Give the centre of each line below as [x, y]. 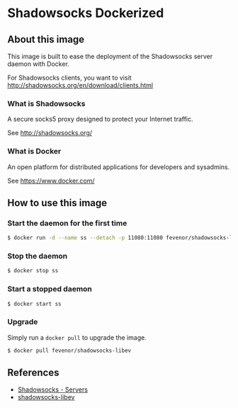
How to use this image [57, 203]
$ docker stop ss [33, 271]
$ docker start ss [34, 304]
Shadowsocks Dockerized [86, 13]
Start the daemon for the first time [67, 223]
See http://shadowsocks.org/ [50, 133]
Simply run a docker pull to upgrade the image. [77, 337]
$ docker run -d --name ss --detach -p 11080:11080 [85, 238]
